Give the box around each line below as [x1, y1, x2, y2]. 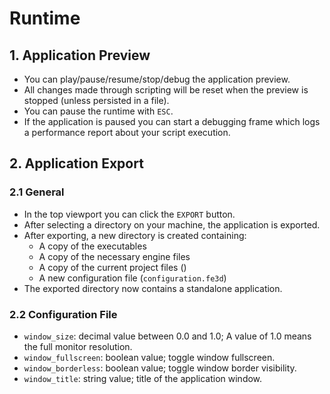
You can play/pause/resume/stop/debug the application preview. [23, 73, 291, 85]
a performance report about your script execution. [23, 127, 231, 138]
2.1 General [9, 185, 65, 199]
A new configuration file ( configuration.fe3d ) [38, 272, 227, 284]
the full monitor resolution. [23, 340, 133, 352]
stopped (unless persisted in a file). [23, 95, 170, 106]
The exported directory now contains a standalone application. [23, 282, 283, 294]
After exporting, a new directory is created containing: [23, 229, 247, 241]
